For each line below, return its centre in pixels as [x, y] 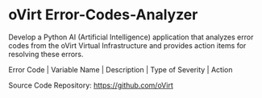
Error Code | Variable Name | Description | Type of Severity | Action [121, 69]
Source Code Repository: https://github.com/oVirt [91, 85]
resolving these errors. [46, 54]
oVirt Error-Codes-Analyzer [103, 15]
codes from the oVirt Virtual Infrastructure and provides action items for [127, 45]
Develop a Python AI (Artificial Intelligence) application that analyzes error [131, 37]
